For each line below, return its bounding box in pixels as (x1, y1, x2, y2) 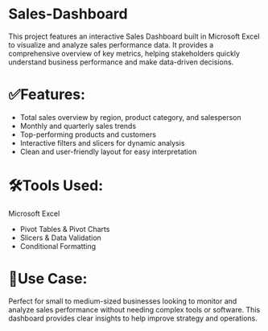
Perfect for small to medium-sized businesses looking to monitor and (8, 296, 237, 306)
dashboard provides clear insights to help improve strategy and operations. (8, 313, 258, 323)
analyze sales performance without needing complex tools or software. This (8, 304, 261, 314)
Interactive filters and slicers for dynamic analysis (19, 138, 185, 147)
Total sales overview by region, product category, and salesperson (19, 112, 241, 122)
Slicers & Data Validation (19, 233, 102, 242)
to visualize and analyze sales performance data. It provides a (8, 39, 214, 49)
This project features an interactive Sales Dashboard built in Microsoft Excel (8, 31, 260, 41)
